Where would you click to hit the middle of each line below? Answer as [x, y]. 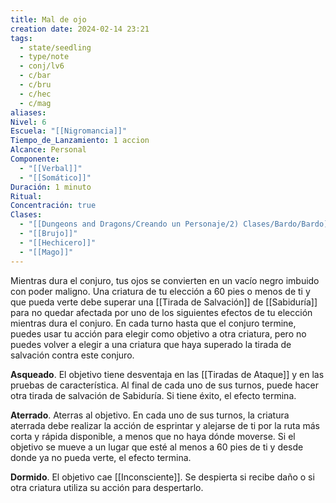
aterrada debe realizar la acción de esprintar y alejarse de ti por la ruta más [165, 425]
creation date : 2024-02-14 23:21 [80, 29]
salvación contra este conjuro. [72, 355]
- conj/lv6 [42, 66]
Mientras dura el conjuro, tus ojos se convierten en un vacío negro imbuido [165, 280]
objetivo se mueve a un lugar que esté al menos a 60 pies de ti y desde [157, 447]
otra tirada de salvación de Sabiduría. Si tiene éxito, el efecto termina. [153, 395]
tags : [21, 38]
